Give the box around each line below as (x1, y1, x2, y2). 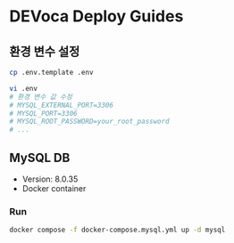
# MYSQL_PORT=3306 (9, 109, 78, 117)
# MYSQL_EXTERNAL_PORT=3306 (9, 101, 114, 109)
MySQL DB (9, 150, 71, 166)
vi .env (9, 84, 38, 93)
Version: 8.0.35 (21, 174, 79, 184)
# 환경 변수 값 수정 (9, 92, 73, 101)
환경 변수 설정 (9, 44, 80, 59)
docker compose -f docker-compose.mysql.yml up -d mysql (9, 225, 226, 235)
